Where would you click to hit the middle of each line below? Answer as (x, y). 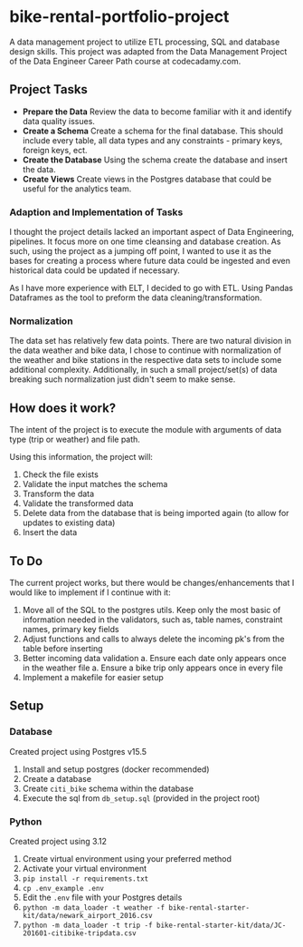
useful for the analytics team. (77, 189)
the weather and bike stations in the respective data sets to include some (146, 360)
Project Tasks (49, 89)
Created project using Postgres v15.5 (78, 751)
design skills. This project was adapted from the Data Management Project (148, 51)
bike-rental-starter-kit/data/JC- (222, 925)
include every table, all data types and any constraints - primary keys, (152, 140)
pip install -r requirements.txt (85, 879)
